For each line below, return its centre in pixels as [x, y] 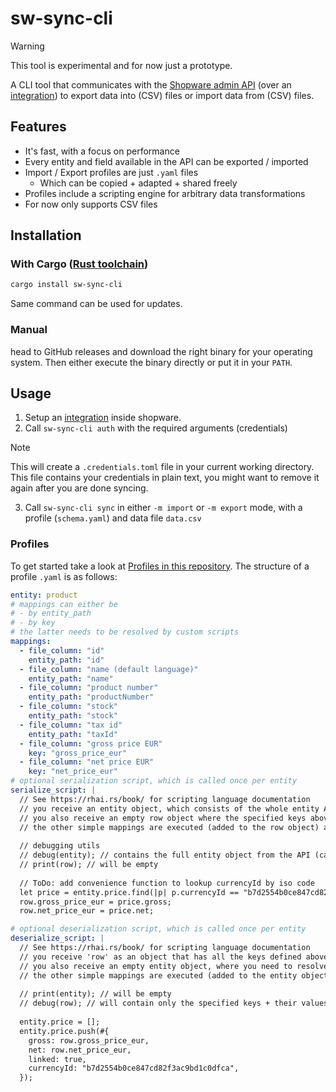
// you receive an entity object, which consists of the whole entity [169, 808]
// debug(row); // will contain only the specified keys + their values [174, 1003]
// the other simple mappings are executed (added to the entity [158, 975]
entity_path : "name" [71, 678]
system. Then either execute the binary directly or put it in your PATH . [151, 362]
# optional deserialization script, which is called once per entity [158, 929]
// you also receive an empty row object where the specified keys [163, 818]
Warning [27, 46]
